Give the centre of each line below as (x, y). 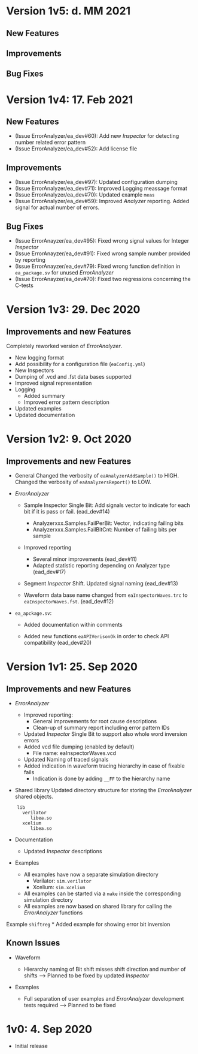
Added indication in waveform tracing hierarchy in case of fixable (104, 766)
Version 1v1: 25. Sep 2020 (72, 667)
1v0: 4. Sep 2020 (49, 1029)
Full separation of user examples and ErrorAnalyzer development (104, 998)
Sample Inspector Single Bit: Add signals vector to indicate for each (107, 505)
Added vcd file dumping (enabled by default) (79, 747)
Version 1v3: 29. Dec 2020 (73, 309)
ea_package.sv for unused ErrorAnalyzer (64, 272)
